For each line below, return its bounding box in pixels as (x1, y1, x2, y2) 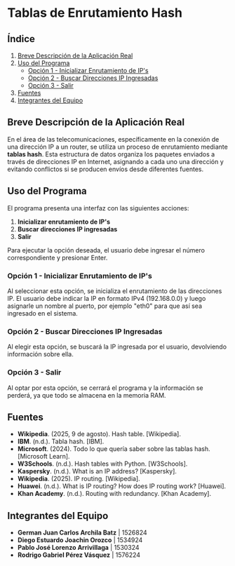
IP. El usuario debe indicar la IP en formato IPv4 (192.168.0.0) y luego (7, 294, 206, 302)
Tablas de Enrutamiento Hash (7, 5, 182, 21)
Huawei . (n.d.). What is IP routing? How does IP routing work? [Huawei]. (17, 482, 227, 490)
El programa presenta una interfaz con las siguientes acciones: (7, 203, 189, 212)
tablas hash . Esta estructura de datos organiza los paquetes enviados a (7, 149, 215, 159)
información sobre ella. (7, 350, 74, 358)
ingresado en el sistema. (7, 309, 79, 317)
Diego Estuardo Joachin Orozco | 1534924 (17, 536, 143, 544)
